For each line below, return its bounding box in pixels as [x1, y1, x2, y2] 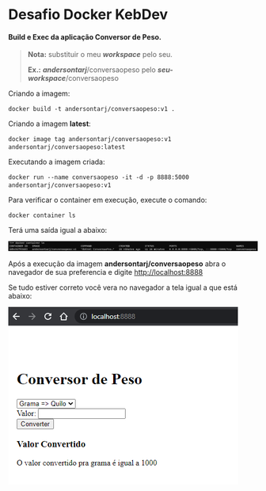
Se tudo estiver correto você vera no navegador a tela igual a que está [8, 283, 237, 292]
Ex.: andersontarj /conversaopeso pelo [27, 65, 156, 74]
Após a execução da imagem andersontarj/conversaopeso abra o [8, 259, 226, 268]
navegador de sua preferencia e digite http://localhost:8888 [8, 268, 203, 277]
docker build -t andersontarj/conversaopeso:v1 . [8, 105, 176, 113]
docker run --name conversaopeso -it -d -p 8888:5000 [8, 173, 190, 181]
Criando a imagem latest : [8, 119, 91, 128]
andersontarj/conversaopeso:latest [8, 143, 126, 151]
